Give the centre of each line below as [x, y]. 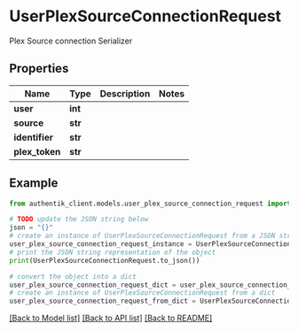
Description [125, 93]
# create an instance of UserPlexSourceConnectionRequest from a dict [142, 293]
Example [34, 183]
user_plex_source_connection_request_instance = [101, 244]
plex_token [37, 151]
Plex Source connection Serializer [71, 41]
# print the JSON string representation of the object [113, 252]
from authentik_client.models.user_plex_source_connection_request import [150, 204]
